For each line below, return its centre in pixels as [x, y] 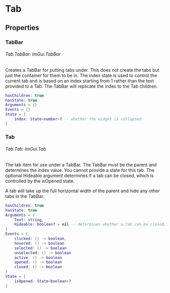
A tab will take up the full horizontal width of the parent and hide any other [83, 191]
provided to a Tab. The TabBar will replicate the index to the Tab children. [81, 86]
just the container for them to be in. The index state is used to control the [81, 75]
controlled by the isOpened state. [40, 181]
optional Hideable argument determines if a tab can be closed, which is [79, 175]
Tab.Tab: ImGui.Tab [26, 149]
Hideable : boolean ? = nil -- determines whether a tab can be [81, 224]
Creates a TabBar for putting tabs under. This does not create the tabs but [82, 70]
